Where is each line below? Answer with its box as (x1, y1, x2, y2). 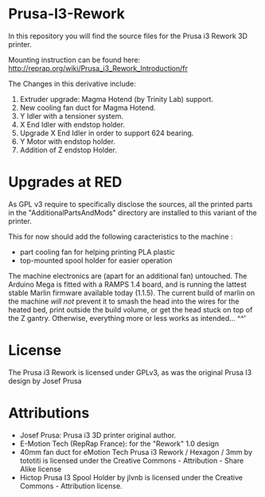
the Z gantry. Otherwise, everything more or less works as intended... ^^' (8, 313, 247, 323)
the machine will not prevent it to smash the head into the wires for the (8, 296, 240, 306)
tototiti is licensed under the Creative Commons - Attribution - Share (19, 456, 244, 465)
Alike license (19, 464, 62, 474)
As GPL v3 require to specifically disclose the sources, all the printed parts (8, 199, 253, 209)
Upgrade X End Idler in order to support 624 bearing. (19, 128, 194, 138)
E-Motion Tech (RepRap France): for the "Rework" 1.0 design (19, 439, 220, 448)
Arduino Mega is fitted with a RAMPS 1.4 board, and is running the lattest (8, 280, 247, 289)
